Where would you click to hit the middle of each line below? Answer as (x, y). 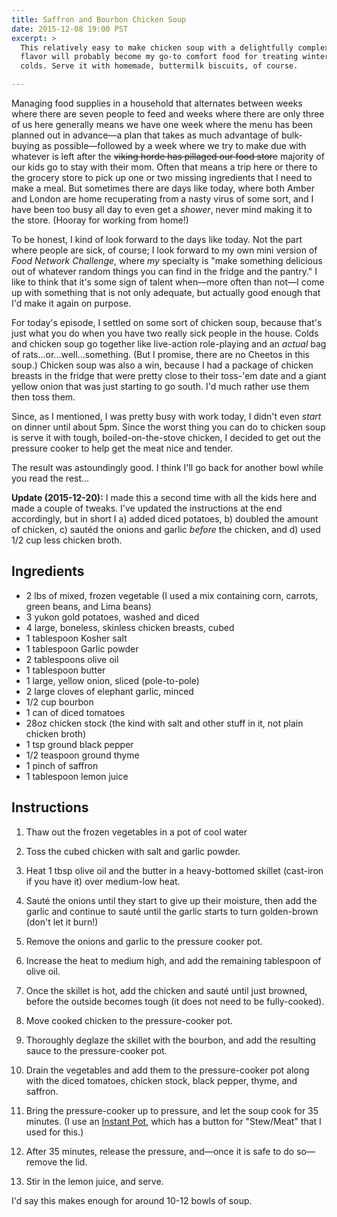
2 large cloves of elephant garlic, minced (109, 691)
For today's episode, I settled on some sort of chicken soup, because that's (167, 322)
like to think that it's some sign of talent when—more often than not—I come (168, 282)
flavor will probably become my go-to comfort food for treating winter (175, 57)
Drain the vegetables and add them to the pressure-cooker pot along (167, 1070)
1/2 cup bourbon (59, 702)
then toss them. (43, 397)
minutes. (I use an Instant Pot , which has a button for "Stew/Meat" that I (173, 1121)
